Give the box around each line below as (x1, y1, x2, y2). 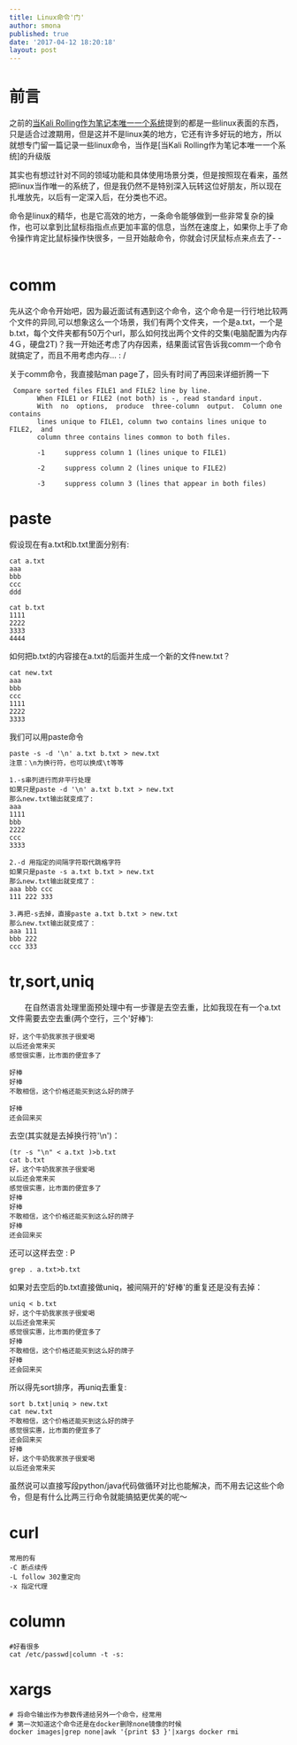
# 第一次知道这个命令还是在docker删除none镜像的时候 (9, 1719, 182, 1728)
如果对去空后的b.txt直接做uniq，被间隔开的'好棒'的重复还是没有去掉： (9, 1281, 263, 1292)
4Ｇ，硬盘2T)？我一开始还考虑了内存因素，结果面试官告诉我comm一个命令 (9, 339, 282, 350)
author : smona (9, 21, 62, 30)
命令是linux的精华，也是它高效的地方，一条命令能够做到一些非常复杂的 (9, 211, 267, 221)
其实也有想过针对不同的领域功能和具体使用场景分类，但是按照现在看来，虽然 (9, 170, 288, 181)
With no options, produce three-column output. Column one (36, 402, 283, 411)
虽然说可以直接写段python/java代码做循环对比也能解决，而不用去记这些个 (9, 1480, 277, 1491)
